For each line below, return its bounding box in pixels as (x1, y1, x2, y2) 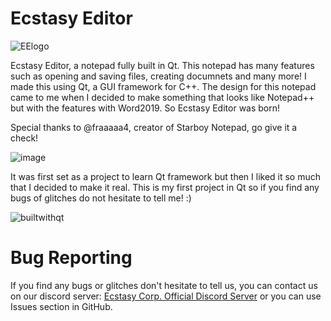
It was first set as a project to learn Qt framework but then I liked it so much (10, 170, 322, 182)
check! (10, 132, 39, 144)
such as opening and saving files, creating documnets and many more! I (10, 70, 307, 82)
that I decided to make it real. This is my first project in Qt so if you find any (10, 181, 320, 193)
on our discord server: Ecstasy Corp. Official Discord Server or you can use (10, 290, 322, 302)
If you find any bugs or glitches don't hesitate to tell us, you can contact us (10, 279, 318, 291)
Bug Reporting (10, 247, 133, 269)
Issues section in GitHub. (10, 300, 113, 312)
